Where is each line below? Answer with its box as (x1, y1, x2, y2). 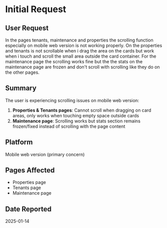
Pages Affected (5, 166, 55, 175)
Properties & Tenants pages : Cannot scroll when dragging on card (12, 107, 151, 113)
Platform (5, 138, 33, 147)
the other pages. (5, 69, 40, 75)
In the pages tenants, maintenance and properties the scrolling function (5, 37, 153, 43)
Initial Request (5, 4, 66, 15)
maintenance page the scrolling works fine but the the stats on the (5, 59, 143, 64)
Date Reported (5, 205, 52, 213)
